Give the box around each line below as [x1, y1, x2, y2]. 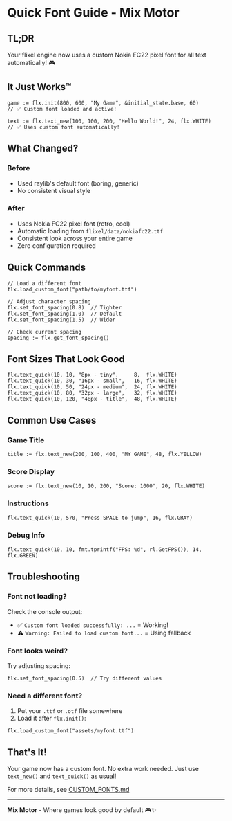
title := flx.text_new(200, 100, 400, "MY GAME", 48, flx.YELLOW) [7, 451, 202, 458]
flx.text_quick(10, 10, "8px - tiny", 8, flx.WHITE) [7, 372, 177, 379]
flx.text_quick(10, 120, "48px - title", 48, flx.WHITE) [7, 396, 177, 403]
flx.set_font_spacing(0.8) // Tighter [7, 304, 122, 311]
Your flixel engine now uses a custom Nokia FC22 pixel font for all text [7, 51, 207, 59]
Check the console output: [7, 607, 83, 615]
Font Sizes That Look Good [7, 353, 126, 365]
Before [7, 163, 30, 173]
